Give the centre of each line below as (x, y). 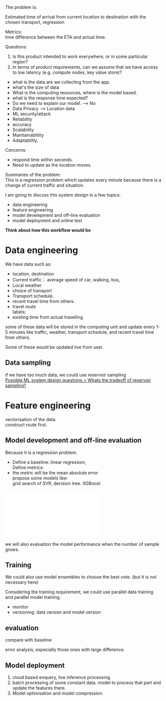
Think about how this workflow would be (48, 230)
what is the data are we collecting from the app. (61, 82)
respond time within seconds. (42, 160)
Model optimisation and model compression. (58, 693)
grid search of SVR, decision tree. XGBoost (56, 483)
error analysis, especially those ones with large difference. (65, 650)
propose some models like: (40, 478)
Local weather (27, 285)
